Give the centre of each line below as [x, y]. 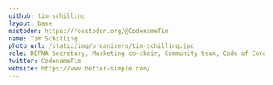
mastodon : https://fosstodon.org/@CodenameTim [89, 31]
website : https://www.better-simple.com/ [80, 69]
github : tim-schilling [47, 16]
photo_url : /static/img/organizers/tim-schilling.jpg [102, 46]
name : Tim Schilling [43, 38]
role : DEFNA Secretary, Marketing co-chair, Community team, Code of [129, 53]
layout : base [30, 23]
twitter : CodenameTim [45, 62]
